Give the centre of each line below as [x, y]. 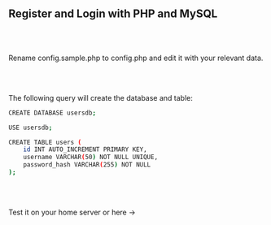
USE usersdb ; [31, 128]
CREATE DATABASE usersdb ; [52, 113]
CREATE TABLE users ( [45, 142]
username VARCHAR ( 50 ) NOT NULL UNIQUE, [91, 158]
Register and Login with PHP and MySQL [113, 14]
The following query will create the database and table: [101, 97]
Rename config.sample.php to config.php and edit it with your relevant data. [136, 58]
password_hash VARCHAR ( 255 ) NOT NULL [87, 165]
